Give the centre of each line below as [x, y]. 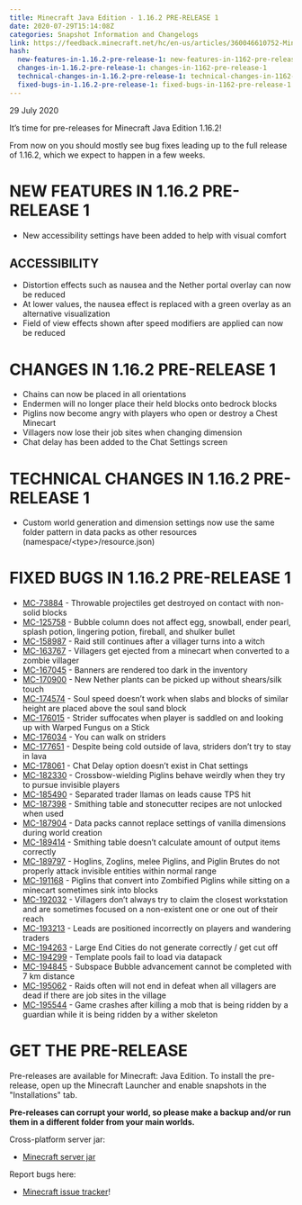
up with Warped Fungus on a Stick [86, 728]
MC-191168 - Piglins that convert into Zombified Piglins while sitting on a [156, 881]
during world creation [62, 833]
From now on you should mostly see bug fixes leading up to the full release [148, 145]
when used [43, 814]
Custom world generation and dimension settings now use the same [148, 522]
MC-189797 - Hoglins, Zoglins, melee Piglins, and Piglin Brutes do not [151, 862]
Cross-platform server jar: [58, 1139]
